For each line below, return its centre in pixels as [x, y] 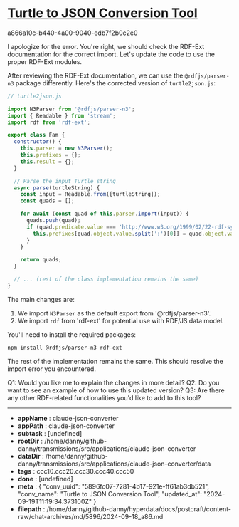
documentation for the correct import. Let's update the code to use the [111, 54]
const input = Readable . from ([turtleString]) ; [90, 194]
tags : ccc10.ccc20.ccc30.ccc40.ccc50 [76, 471]
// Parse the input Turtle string [65, 181]
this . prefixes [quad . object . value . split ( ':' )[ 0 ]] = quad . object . [130, 234]
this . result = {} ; [47, 162]
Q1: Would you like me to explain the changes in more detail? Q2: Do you [113, 382]
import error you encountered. [52, 369]
